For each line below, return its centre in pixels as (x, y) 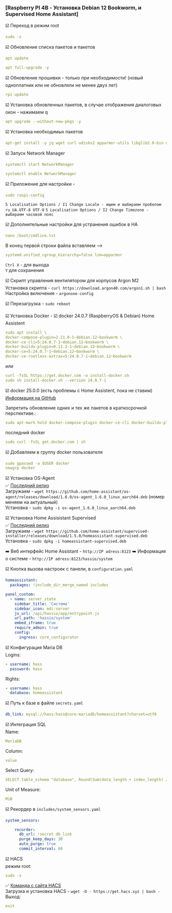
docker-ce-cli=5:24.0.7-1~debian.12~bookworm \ (57, 342)
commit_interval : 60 (41, 849)
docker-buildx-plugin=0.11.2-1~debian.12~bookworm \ (63, 347)
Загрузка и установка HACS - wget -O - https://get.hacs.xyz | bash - (83, 891)
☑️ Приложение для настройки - (40, 184)
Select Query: (20, 770)
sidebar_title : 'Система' (42, 604)
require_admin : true (36, 628)
